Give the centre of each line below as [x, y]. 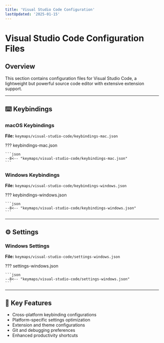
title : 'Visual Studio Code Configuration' [50, 10]
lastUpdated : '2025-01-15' [32, 14]
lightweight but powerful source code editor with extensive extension [75, 83]
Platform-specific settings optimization [51, 320]
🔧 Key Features [29, 303]
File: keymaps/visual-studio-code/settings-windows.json [63, 257]
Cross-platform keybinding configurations [54, 314]
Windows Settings [27, 246]
